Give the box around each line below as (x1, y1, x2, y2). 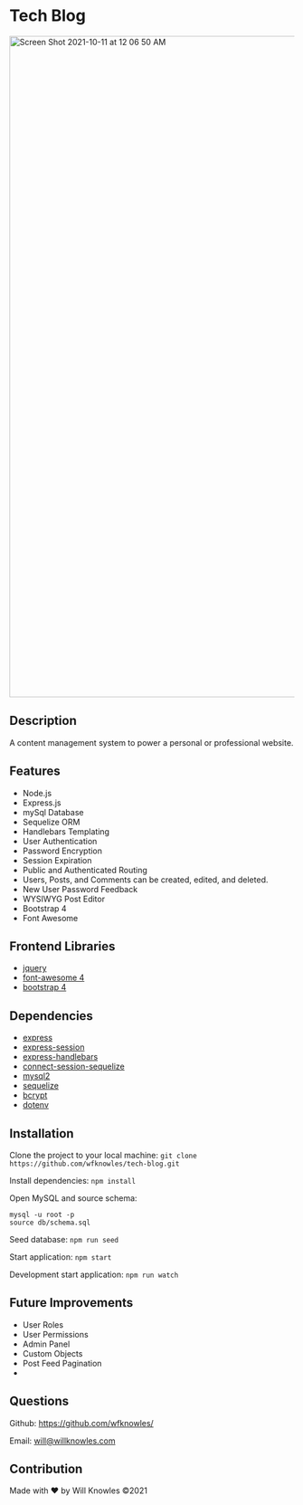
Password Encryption (22, 845, 102, 856)
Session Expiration (22, 854, 92, 865)
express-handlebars (22, 1052, 99, 1062)
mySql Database (22, 806, 84, 817)
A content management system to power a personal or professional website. (9, 737, 294, 748)
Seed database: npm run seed (9, 1234, 119, 1244)
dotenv (22, 1100, 50, 1110)
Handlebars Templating (22, 825, 110, 837)
